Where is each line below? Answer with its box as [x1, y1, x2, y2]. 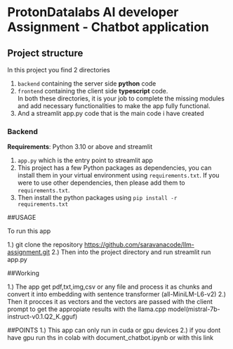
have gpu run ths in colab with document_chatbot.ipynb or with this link [7, 334, 214, 342]
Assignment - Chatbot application [7, 19, 209, 35]
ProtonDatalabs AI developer [7, 4, 179, 20]
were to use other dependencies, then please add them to [17, 178, 185, 187]
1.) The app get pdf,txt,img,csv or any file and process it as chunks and [7, 282, 213, 291]
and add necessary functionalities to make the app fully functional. [17, 102, 211, 110]
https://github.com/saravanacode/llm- [84, 240, 195, 249]
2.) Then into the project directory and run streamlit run [51, 248, 211, 256]
